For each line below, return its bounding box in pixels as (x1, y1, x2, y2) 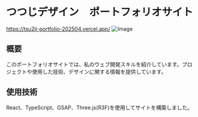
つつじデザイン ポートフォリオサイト (6, 5, 194, 19)
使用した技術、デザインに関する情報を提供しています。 (31, 68, 167, 75)
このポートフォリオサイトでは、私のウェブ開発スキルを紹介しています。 (6, 60, 183, 68)
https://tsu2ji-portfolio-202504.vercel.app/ (6, 25, 111, 32)
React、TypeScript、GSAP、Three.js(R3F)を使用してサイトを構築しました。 (6, 104, 193, 111)
